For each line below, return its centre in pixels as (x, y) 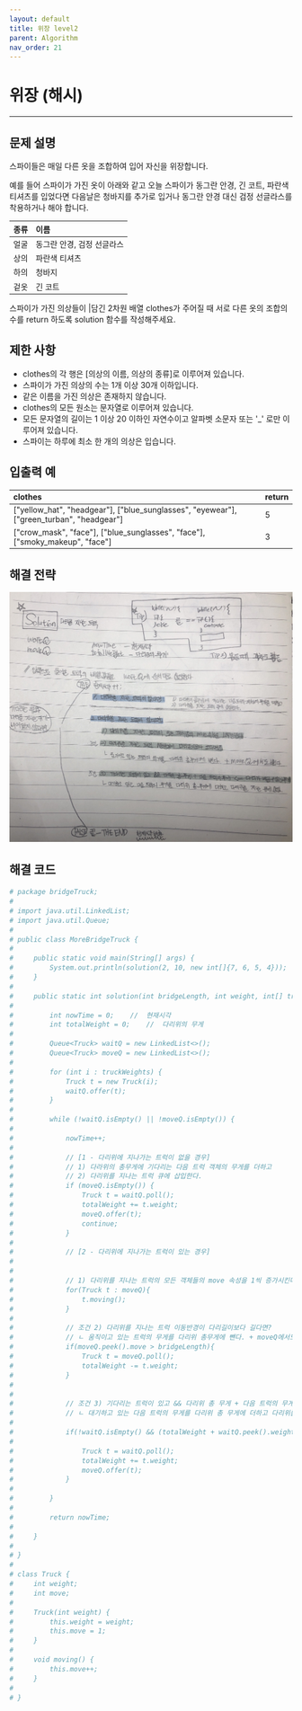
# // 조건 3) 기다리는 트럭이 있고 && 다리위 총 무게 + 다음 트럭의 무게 (151, 1404)
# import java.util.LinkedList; (70, 911)
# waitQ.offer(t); (68, 1091)
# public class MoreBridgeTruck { (74, 939)
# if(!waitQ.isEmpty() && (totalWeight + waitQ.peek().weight (152, 1432)
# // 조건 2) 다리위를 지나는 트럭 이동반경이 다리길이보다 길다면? (141, 1328)
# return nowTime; (60, 1517)
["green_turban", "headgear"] (68, 519)
